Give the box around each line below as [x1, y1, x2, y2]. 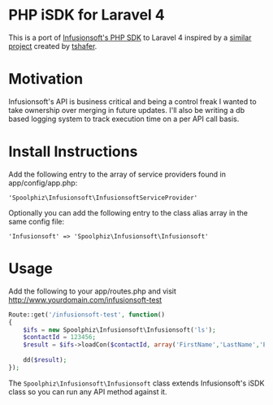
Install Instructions [8, 142, 138, 161]
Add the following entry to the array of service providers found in [8, 169, 226, 179]
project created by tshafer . [8, 41, 97, 50]
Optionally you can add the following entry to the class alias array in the [8, 207, 249, 217]
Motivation [8, 70, 84, 89]
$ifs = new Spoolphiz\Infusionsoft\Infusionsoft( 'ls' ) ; [23, 325, 217, 334]
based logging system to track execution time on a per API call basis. [8, 114, 240, 124]
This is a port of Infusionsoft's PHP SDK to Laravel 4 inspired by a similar [8, 33, 252, 42]
